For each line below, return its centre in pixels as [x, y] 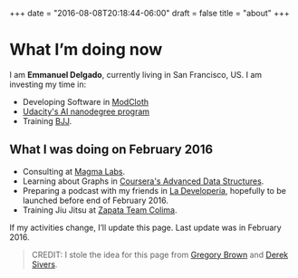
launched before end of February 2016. [96, 200]
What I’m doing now [86, 50]
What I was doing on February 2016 [111, 150]
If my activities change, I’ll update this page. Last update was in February [146, 227]
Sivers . [44, 264]
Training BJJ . [47, 120]
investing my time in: [48, 84]
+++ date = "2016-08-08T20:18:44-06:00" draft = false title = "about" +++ [149, 13]
